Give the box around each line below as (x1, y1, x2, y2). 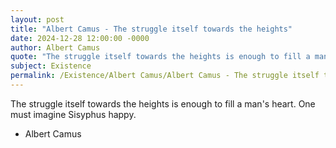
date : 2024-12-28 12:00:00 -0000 (10, 33, 150, 43)
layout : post (10, 14, 65, 25)
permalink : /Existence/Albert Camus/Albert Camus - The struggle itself (10, 71, 320, 81)
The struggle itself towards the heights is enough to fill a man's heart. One (10, 97, 316, 110)
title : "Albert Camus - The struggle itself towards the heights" (10, 24, 293, 34)
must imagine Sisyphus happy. (10, 108, 137, 120)
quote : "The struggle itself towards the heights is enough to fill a (10, 52, 311, 62)
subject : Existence (10, 61, 92, 71)
